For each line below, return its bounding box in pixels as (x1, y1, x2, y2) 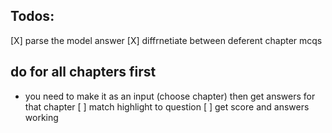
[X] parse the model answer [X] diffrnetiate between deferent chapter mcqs (10, 34, 323, 46)
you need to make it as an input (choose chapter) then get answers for (24, 90, 316, 102)
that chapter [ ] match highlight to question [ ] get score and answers (24, 100, 310, 113)
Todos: (10, 8, 55, 25)
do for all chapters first (10, 64, 157, 81)
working (24, 111, 59, 123)
